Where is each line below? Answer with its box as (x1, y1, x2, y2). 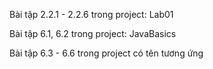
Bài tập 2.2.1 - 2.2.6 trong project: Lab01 (9, 9, 174, 20)
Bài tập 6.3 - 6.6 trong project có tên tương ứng (9, 47, 204, 59)
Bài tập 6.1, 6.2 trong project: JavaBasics (9, 28, 177, 39)
